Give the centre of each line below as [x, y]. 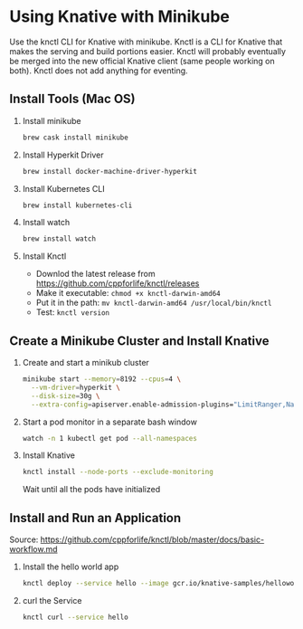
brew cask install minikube [75, 138]
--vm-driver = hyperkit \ [76, 387]
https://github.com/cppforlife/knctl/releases [118, 283]
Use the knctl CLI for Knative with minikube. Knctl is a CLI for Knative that [146, 42]
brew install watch [59, 239]
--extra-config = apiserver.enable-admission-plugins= [133, 405]
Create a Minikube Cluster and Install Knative [139, 341]
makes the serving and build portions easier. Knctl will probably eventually [148, 51]
